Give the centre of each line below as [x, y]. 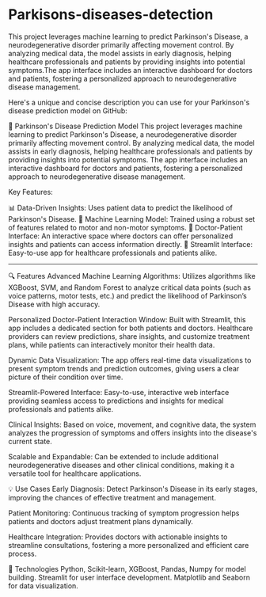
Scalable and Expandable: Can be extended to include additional [114, 456]
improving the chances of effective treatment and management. [112, 497]
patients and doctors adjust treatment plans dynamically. [101, 521]
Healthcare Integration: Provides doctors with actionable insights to [118, 537]
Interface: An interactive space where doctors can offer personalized [121, 236]
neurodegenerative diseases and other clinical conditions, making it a [122, 465]
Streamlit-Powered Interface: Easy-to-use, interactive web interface [119, 392]
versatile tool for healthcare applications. [75, 473]
